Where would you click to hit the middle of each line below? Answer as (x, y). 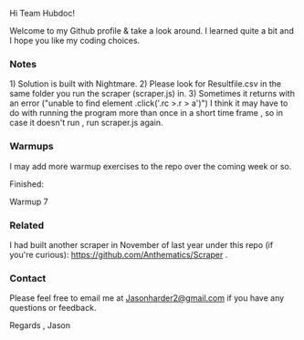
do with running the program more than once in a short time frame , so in (147, 113)
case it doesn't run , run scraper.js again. (86, 123)
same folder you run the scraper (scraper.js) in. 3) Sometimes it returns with (152, 94)
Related (27, 225)
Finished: (26, 184)
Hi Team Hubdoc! (42, 13)
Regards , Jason (40, 325)
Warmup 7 (29, 201)
